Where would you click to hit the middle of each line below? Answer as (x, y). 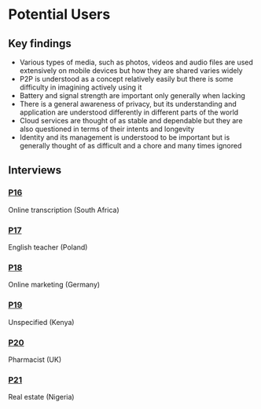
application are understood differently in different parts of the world (129, 112)
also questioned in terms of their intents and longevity (107, 129)
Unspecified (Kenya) (41, 322)
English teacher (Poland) (48, 247)
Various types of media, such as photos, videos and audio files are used (136, 62)
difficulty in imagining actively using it (81, 87)
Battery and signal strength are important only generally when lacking (132, 95)
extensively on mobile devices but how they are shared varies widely (131, 71)
